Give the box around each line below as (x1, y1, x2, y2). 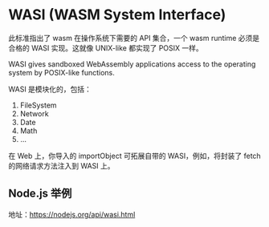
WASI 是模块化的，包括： (8, 84, 92, 94)
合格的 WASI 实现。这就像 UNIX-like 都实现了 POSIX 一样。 (8, 43, 203, 53)
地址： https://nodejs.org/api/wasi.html (8, 209, 136, 219)
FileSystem (19, 100, 58, 110)
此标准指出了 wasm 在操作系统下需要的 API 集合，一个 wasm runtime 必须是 (8, 33, 260, 43)
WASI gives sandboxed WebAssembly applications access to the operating (8, 59, 256, 69)
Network (19, 108, 50, 118)
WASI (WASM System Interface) (8, 6, 226, 24)
